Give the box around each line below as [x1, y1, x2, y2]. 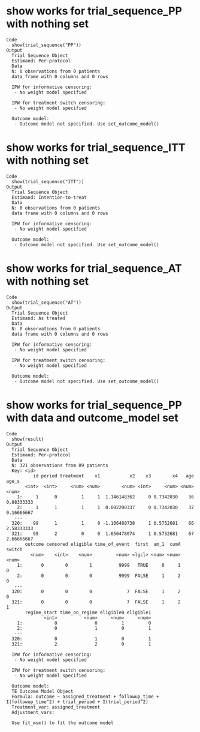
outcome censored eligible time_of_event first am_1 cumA [25, 541, 181, 547]
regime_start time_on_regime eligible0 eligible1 [25, 609, 151, 616]
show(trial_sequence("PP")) [11, 42, 82, 48]
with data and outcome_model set [6, 411, 178, 425]
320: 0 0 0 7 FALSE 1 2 [11, 588, 181, 594]
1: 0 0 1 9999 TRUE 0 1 [17, 562, 181, 568]
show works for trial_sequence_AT [6, 262, 183, 276]
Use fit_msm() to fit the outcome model [11, 719, 114, 726]
